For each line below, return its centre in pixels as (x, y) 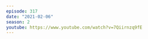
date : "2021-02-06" (30, 17)
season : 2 (18, 22)
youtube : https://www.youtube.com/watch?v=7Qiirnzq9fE (74, 27)
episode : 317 (22, 11)
